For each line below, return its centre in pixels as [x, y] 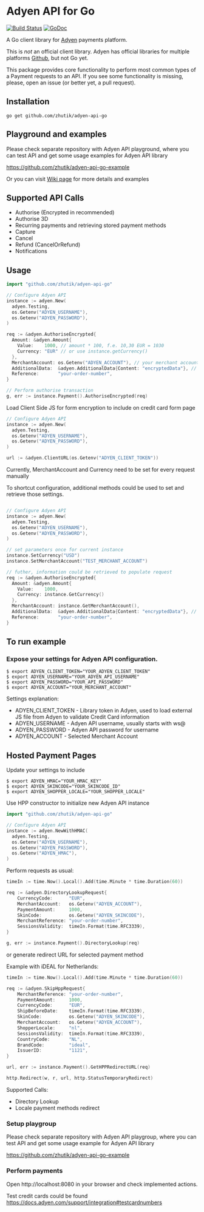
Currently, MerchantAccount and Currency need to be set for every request [101, 470]
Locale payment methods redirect [57, 1108]
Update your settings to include [46, 770]
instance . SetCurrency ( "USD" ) [43, 556]
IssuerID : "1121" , [53, 1051]
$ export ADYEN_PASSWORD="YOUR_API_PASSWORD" [65, 682]
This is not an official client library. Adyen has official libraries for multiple [98, 51]
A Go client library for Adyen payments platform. [67, 39]
